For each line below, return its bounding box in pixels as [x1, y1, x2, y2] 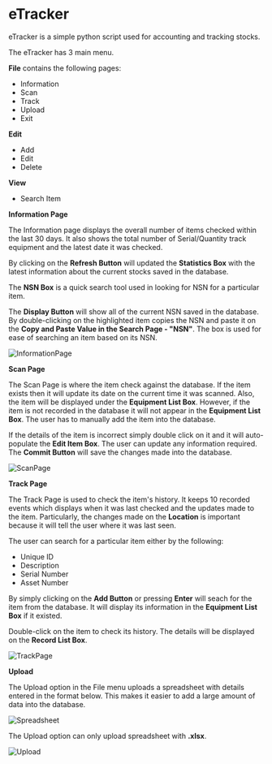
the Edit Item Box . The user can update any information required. [39, 438, 257, 448]
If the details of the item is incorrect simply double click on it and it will [8, 429, 244, 439]
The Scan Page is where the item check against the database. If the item [8, 379, 252, 390]
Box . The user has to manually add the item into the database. [8, 414, 217, 424]
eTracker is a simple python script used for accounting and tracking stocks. [8, 32, 261, 41]
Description [19, 560, 59, 570]
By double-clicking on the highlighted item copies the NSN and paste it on [8, 315, 257, 325]
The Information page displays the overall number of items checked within [8, 225, 257, 235]
